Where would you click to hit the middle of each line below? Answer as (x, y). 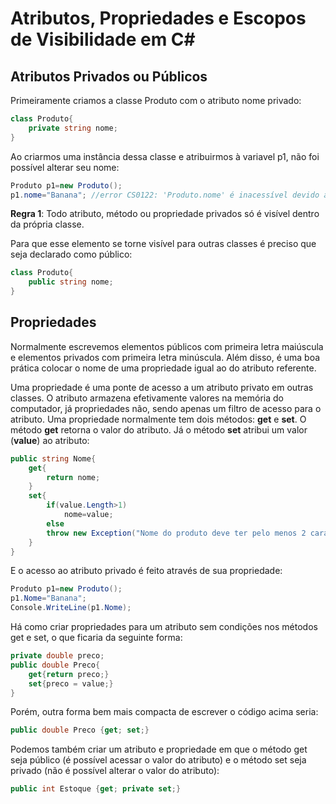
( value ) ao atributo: (50, 440)
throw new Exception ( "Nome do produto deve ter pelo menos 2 (176, 533)
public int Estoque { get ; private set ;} (96, 789)
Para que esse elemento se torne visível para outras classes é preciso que (163, 244)
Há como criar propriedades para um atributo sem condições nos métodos (164, 627)
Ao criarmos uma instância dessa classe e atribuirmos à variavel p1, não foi (165, 156)
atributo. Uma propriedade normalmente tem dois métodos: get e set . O (158, 419)
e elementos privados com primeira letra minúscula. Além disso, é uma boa (165, 357)
